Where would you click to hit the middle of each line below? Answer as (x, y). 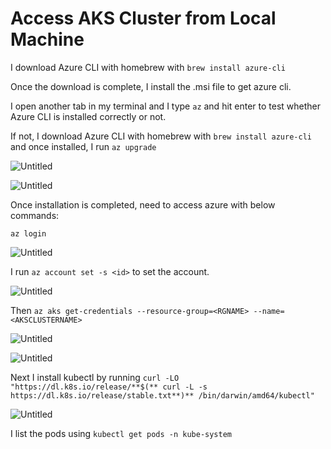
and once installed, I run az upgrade (83, 146)
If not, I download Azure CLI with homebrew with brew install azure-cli (161, 136)
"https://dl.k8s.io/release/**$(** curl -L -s (109, 387)
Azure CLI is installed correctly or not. (88, 116)
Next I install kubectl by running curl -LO (95, 377)
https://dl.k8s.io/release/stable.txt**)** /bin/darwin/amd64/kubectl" (162, 395)
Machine (47, 39)
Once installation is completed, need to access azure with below (143, 204)
